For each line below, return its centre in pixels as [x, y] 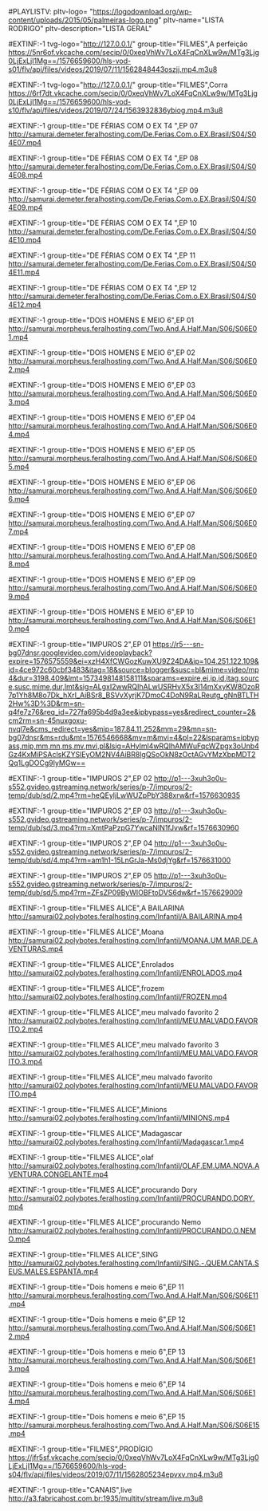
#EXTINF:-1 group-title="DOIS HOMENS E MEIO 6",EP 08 [102, 547]
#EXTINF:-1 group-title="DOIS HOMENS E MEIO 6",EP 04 [102, 417]
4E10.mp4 [25, 240]
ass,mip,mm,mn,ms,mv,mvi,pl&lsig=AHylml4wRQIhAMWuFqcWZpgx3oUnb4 [134, 746]
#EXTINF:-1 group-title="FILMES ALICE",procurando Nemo [105, 1222]
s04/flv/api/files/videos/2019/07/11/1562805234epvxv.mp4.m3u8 [116, 1474]
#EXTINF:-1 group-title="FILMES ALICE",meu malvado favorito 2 [114, 1012]
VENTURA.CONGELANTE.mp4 [58, 1174]
